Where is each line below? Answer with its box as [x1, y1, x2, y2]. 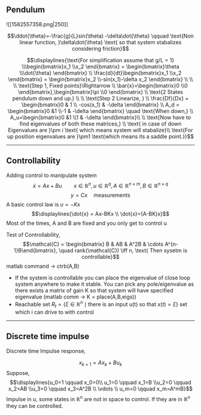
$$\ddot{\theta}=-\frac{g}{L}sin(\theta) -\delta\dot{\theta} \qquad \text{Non [7, 32, 194, 39]
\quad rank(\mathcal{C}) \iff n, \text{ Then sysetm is [59, 247, 187, 254]
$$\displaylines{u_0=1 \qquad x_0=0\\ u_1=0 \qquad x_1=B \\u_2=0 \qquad [10, 379, 191, 386]
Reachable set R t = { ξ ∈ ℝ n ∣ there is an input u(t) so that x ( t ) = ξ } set [14, 300, 187, 309]
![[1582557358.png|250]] [6, 20, 69, 28]
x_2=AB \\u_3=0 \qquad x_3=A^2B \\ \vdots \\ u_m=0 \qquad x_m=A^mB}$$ [8, 385, 193, 392]
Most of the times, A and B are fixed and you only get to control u [6, 219, 167, 227]
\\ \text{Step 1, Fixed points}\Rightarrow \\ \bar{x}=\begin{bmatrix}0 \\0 [13, 82, 188, 89]
